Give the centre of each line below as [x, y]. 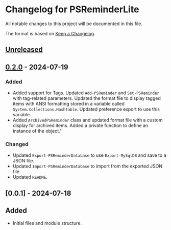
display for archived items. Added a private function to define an [80, 126]
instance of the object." [37, 131]
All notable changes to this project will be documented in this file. [74, 24]
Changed [17, 144]
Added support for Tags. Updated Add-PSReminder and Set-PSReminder [86, 93]
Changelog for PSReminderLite [72, 9]
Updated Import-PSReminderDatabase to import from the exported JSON [87, 166]
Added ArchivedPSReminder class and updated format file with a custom [88, 120]
